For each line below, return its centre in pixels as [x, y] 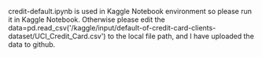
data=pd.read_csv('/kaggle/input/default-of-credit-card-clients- [112, 28]
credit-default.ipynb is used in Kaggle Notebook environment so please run [130, 11]
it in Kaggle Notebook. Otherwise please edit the [87, 20]
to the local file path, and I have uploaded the [181, 36]
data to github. [32, 45]
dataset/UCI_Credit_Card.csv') [57, 36]
